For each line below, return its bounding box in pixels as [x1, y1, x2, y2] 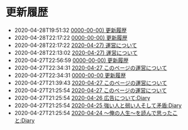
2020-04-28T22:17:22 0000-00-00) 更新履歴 [14, 34, 128, 41]
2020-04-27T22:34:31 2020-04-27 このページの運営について [14, 64, 168, 71]
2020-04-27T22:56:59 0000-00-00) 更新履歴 [14, 57, 129, 64]
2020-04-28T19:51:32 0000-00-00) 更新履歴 [14, 26, 127, 34]
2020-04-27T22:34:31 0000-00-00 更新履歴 [14, 72, 126, 79]
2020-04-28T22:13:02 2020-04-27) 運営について [14, 49, 138, 56]
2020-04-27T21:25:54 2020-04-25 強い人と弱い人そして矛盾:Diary [14, 102, 182, 109]
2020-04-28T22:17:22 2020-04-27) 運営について [14, 42, 137, 49]
